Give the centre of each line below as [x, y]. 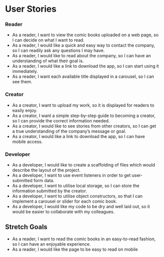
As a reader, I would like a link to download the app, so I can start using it [85, 66]
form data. [44, 181]
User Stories [31, 9]
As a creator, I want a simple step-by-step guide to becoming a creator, [84, 116]
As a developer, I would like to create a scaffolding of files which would [83, 165]
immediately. [25, 71]
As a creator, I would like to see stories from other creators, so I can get [84, 126]
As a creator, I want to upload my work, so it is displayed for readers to [83, 105]
